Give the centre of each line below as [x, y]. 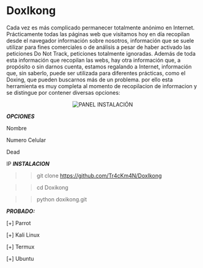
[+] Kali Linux [23, 235]
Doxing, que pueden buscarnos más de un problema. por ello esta [90, 80]
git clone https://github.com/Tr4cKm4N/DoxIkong [99, 176]
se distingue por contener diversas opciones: [63, 92]
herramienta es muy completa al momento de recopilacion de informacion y [102, 86]
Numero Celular [26, 140]
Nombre [17, 128]
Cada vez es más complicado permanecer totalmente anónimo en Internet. [100, 28]
